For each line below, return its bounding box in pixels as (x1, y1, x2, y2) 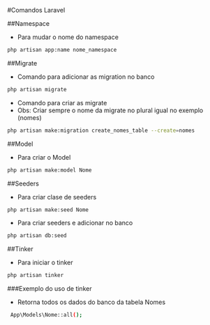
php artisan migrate (7, 86, 68, 93)
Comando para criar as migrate (17, 98, 107, 107)
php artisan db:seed (7, 232, 68, 239)
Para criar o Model (17, 153, 71, 161)
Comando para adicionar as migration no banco (17, 73, 155, 81)
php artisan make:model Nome (7, 167, 92, 174)
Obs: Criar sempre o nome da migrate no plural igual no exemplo (17, 106, 204, 114)
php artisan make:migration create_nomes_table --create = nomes (7, 127, 195, 134)
